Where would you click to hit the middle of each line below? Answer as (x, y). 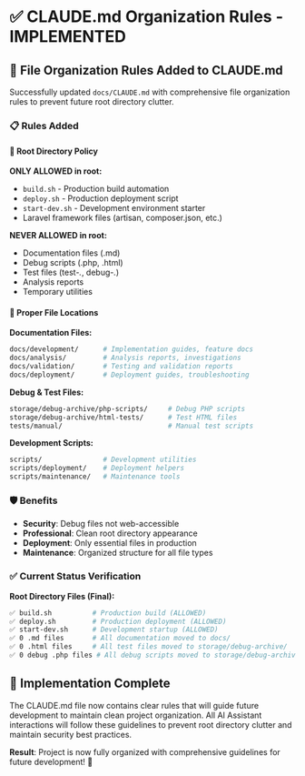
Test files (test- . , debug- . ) (71, 272)
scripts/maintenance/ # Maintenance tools (95, 477)
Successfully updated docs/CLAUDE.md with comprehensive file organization (150, 92)
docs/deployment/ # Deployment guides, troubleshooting (129, 375)
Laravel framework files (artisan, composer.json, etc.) (122, 218)
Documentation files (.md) (71, 253)
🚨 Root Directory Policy (54, 151)
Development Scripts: (51, 443)
